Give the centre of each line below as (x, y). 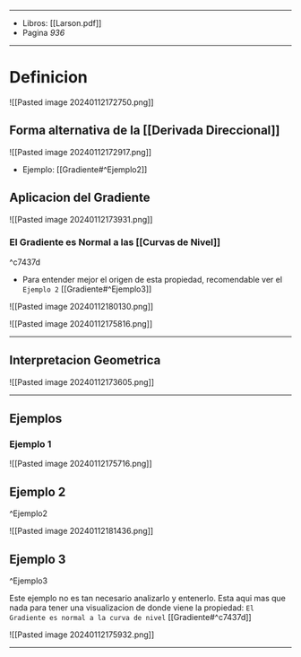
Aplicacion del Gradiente (80, 198)
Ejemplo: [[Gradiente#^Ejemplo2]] (85, 169)
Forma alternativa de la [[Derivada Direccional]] (145, 131)
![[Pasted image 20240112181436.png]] (82, 531)
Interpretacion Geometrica (85, 360)
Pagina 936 (43, 33)
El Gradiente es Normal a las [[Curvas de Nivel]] (115, 242)
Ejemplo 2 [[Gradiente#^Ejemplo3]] (87, 289)
